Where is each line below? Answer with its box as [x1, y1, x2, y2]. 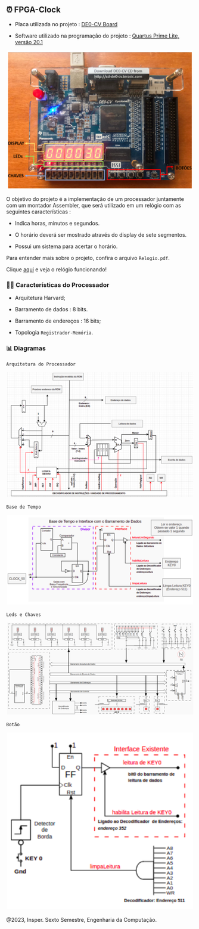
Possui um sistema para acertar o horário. [14, 243, 118, 250]
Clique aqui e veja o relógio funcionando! [6, 266, 107, 273]
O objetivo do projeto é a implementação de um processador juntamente [6, 196, 185, 203]
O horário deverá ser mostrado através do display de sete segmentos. [14, 231, 187, 239]
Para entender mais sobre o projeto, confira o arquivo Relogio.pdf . [6, 255, 170, 262]
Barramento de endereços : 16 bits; [14, 317, 101, 324]
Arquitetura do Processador [6, 361, 76, 367]
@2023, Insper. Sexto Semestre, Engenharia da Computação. [6, 916, 157, 923]
